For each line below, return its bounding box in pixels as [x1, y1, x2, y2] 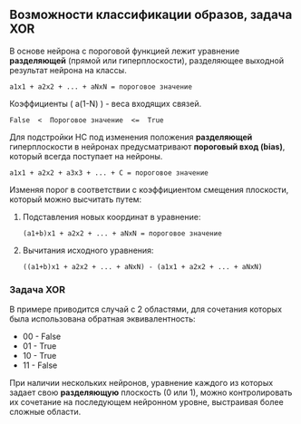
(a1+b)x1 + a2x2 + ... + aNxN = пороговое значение [22, 228, 222, 238]
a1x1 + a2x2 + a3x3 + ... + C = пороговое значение [9, 168, 209, 178]
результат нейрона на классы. [9, 64, 127, 75]
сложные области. [9, 407, 82, 418]
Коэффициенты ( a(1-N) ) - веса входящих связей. [9, 98, 202, 109]
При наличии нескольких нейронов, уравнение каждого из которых [9, 378, 274, 389]
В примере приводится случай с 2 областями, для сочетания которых [9, 304, 283, 315]
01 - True [22, 341, 57, 352]
